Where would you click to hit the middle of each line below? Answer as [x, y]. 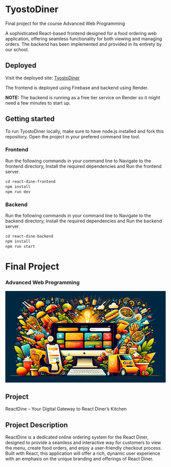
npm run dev [18, 192]
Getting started [30, 119]
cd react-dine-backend [29, 237]
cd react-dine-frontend [31, 182]
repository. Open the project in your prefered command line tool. [73, 136]
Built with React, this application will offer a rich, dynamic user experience [83, 453]
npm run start [20, 247]
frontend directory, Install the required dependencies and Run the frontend [83, 166]
